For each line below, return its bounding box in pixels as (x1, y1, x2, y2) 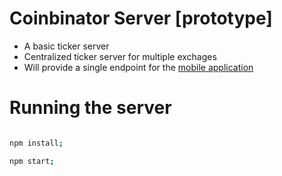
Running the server (9, 97, 172, 119)
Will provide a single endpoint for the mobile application (23, 61, 254, 73)
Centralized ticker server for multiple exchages (23, 50, 217, 62)
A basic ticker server (23, 40, 110, 52)
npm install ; (9, 138, 64, 148)
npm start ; (9, 156, 55, 166)
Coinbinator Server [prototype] (9, 7, 273, 30)
